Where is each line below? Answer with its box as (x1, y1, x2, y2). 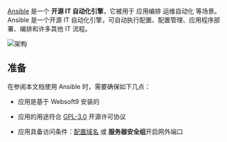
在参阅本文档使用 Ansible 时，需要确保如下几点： (7, 82, 151, 90)
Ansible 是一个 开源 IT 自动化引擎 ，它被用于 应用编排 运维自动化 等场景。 (7, 7, 221, 15)
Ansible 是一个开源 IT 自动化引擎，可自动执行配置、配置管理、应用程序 (7, 16, 214, 24)
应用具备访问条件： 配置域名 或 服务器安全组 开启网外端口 (17, 127, 183, 136)
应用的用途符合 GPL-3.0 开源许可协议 (17, 112, 126, 121)
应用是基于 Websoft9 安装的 (17, 97, 100, 105)
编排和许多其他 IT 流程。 (19, 25, 92, 32)
